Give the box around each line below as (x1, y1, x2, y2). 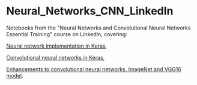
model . (6, 72, 23, 79)
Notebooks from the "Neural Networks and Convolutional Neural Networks (6, 24, 191, 31)
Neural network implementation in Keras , (6, 42, 108, 49)
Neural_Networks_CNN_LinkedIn (6, 4, 174, 18)
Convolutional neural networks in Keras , (6, 54, 105, 61)
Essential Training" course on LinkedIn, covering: (6, 30, 127, 37)
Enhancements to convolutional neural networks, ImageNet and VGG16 (6, 65, 181, 73)
